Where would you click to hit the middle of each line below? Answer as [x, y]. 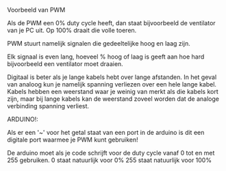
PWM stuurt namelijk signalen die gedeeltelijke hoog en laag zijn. [99, 43]
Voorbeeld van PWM [36, 10]
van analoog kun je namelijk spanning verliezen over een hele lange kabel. [112, 84]
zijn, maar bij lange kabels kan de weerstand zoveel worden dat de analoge [113, 99]
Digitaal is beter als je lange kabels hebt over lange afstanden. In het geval [112, 77]
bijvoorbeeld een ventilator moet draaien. [65, 64]
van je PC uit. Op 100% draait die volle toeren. [72, 30]
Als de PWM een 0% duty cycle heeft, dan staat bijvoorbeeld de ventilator [111, 23]
